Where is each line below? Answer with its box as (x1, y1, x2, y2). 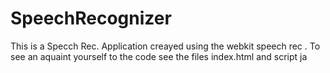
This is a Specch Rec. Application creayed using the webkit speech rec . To (10, 40, 321, 52)
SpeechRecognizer (10, 7, 172, 30)
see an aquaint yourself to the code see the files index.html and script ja (10, 50, 308, 62)
